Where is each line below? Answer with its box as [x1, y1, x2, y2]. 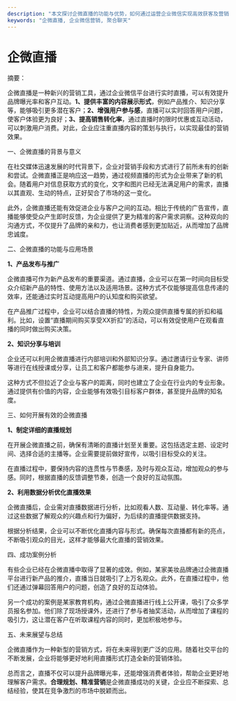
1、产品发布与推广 [7, 260, 60, 268]
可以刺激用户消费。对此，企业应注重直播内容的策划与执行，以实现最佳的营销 [7, 124, 229, 132]
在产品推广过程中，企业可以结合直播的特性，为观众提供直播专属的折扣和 [7, 307, 216, 316]
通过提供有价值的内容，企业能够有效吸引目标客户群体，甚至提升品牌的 [7, 387, 211, 395]
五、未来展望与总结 [7, 630, 63, 639]
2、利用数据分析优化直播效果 [7, 488, 91, 497]
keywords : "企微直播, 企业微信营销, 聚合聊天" [7, 17, 131, 24]
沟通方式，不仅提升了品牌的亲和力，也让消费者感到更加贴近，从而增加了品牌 [7, 221, 229, 230]
